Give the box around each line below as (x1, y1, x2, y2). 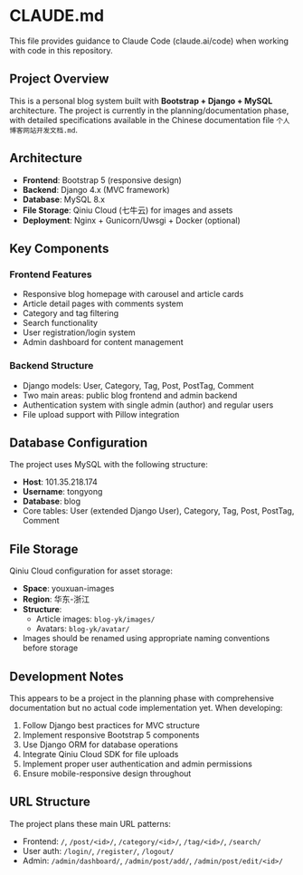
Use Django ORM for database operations (22, 739, 179, 750)
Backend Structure (9, 360, 94, 372)
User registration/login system (22, 327, 136, 338)
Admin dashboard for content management (22, 337, 184, 348)
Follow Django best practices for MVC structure (22, 719, 201, 730)
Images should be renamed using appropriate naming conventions (22, 633, 270, 644)
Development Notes (9, 668, 124, 684)
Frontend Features (9, 268, 92, 281)
